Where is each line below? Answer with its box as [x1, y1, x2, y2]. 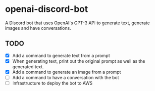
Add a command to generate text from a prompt [12, 52, 110, 58]
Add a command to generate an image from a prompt [12, 69, 121, 75]
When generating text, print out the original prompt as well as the [12, 58, 145, 64]
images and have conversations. [5, 25, 71, 31]
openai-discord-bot [5, 3, 88, 15]
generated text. [12, 63, 44, 70]
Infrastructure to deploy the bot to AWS [12, 80, 93, 86]
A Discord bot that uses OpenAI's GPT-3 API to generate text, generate [5, 20, 150, 26]
